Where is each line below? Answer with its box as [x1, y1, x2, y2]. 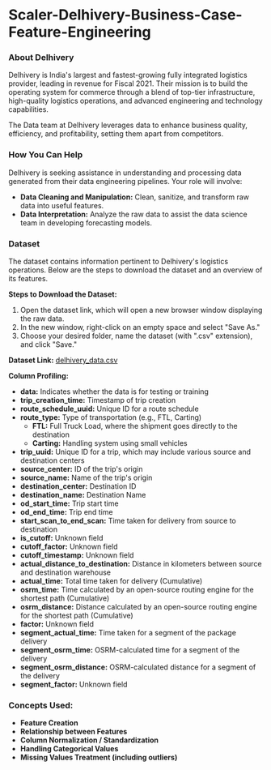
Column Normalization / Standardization [19, 735, 159, 745]
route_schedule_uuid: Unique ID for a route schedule [19, 404, 200, 414]
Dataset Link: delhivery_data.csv [8, 355, 118, 366]
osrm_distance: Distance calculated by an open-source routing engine [19, 602, 257, 612]
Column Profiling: [8, 371, 69, 381]
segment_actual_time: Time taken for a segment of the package [19, 628, 237, 638]
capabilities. [8, 105, 49, 114]
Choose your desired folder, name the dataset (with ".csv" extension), [19, 331, 253, 341]
